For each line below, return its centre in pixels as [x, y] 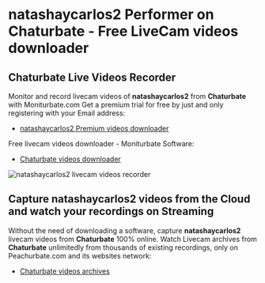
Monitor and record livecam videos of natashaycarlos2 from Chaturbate [127, 96]
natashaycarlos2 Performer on [111, 15]
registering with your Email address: [67, 113]
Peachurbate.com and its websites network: [80, 255]
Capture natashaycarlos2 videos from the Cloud [129, 199]
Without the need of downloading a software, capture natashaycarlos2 [125, 230]
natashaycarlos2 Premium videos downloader [94, 128]
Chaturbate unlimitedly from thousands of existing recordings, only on [123, 247]
